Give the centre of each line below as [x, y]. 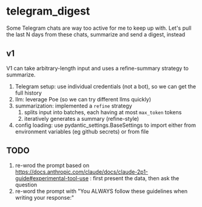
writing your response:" [45, 197]
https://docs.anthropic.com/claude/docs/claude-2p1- [82, 172]
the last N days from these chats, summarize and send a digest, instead [96, 34]
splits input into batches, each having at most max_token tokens [103, 112]
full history [29, 93]
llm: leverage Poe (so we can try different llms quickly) [83, 99]
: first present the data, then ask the [135, 178]
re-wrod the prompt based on [52, 165]
